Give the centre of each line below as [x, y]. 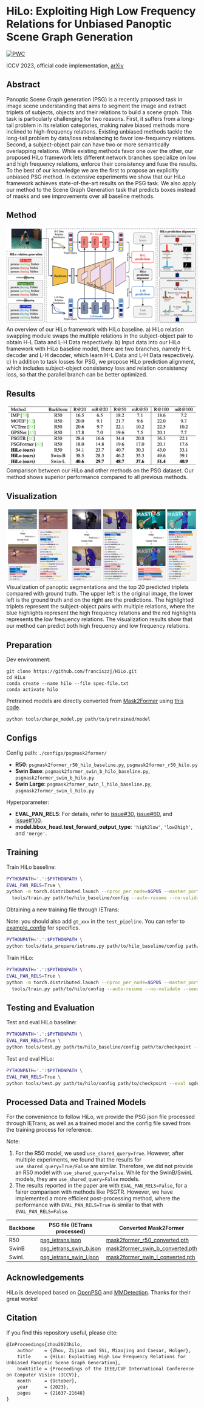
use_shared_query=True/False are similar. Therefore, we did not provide [104, 1166]
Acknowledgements [45, 1278]
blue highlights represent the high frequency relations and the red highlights [101, 613]
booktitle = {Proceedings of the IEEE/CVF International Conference [106, 1369]
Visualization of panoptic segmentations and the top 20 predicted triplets [98, 587]
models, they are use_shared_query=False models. [77, 1179]
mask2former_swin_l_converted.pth [151, 1257]
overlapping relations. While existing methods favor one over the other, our [100, 151]
